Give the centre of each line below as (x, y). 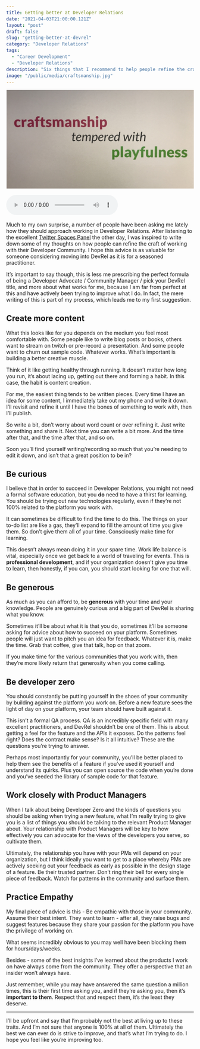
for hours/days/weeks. (34, 948)
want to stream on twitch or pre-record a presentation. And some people (95, 345)
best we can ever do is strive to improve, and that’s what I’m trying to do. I (97, 1033)
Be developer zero (41, 682)
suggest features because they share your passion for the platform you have (100, 924)
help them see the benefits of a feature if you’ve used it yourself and (90, 763)
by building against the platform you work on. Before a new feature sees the (99, 703)
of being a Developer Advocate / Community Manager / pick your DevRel (96, 280)
